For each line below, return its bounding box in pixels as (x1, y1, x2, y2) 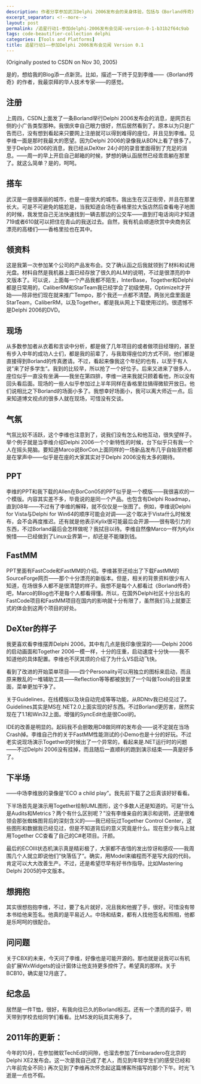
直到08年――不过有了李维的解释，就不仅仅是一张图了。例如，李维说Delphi (6, 503, 191, 510)
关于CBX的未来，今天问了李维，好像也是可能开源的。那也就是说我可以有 (6, 954, 185, 961)
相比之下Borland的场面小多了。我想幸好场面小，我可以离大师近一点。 (16, 387, 188, 395)
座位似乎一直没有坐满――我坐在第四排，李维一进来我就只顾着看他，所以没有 (6, 372, 195, 380)
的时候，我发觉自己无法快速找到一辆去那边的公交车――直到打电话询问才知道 (6, 210, 195, 218)
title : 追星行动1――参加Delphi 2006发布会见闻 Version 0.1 (6, 42, 144, 48)
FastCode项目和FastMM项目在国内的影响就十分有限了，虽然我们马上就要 (6, 597, 187, 604)
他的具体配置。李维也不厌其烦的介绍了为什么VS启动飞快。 (16, 655, 160, 662)
